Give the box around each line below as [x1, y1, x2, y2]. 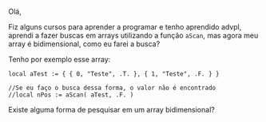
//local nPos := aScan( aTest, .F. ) [8, 91, 134, 99]
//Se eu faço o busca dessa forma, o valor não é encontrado [8, 84, 216, 92]
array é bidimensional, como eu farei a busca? [8, 39, 161, 49]
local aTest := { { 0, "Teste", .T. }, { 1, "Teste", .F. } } [8, 70, 220, 78]
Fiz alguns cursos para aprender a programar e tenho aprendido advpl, [8, 22, 242, 31]
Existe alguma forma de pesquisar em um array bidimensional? [8, 105, 216, 114]
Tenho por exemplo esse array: [8, 55, 111, 64]
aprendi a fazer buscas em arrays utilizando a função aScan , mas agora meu [8, 31, 259, 40]
